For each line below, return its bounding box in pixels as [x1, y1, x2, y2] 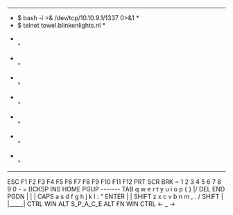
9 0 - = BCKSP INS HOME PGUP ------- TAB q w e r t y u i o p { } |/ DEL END [7, 185, 225, 193]
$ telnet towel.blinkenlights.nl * [17, 21, 106, 29]
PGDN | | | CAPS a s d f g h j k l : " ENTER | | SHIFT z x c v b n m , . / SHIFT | [7, 192, 224, 200]
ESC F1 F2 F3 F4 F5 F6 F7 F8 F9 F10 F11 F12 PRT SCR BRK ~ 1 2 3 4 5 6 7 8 [7, 178, 222, 186]
